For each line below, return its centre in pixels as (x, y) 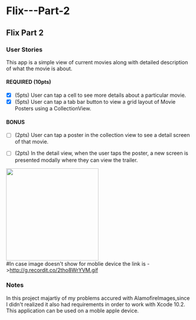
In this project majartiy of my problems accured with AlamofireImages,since (98, 298)
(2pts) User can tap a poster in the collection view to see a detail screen (102, 135)
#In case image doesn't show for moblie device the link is (76, 263)
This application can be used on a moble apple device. (73, 311)
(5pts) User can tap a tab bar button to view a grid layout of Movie (95, 102)
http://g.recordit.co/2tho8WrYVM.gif (54, 270)
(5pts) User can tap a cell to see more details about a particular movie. (100, 95)
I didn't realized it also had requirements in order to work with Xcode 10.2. (96, 304)
